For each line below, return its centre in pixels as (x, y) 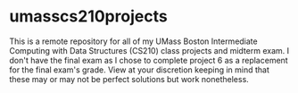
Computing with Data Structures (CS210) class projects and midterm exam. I (149, 50)
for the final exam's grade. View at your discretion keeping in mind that (140, 70)
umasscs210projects (88, 17)
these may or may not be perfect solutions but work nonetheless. (129, 79)
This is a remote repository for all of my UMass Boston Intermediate (133, 41)
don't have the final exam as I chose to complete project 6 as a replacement (149, 60)
